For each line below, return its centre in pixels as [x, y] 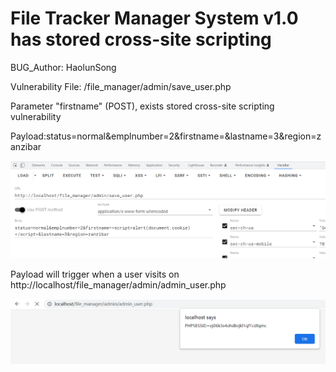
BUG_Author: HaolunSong [63, 67]
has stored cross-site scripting [141, 39]
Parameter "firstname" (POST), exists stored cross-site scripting [142, 106]
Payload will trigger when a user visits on [95, 274]
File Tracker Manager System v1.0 [154, 18]
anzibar [26, 146]
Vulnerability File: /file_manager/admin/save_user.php [121, 86]
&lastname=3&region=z [273, 136]
